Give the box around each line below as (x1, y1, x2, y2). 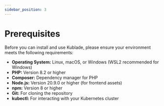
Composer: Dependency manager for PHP (11, 74, 98, 81)
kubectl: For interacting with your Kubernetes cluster (11, 95, 119, 101)
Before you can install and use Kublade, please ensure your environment (4, 44, 151, 50)
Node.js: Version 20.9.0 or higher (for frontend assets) (11, 80, 122, 85)
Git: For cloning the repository (11, 90, 73, 96)
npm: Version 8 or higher (11, 85, 63, 91)
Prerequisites (4, 28, 61, 39)
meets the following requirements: (4, 49, 74, 55)
